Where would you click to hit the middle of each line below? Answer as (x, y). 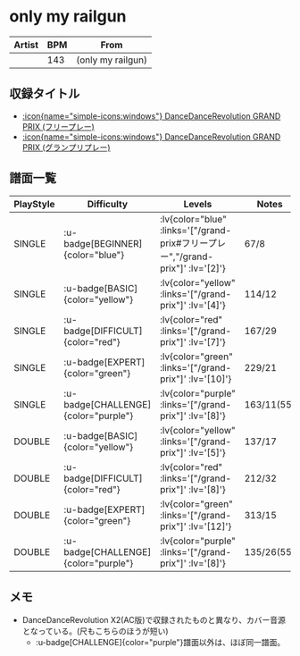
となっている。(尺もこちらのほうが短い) (95, 631)
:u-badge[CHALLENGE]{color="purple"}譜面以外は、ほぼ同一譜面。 (160, 643)
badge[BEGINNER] (103, 243)
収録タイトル (45, 94)
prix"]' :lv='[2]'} (192, 268)
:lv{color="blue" (193, 219)
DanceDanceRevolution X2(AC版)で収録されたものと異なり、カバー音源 (154, 620)
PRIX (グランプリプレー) (66, 147)
